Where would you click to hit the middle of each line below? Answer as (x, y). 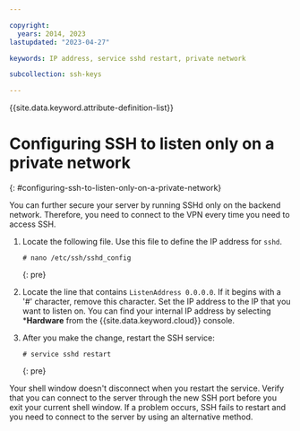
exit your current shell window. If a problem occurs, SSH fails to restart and (148, 408)
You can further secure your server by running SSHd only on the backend (145, 205)
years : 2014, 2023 (52, 34)
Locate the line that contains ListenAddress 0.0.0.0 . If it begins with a (152, 292)
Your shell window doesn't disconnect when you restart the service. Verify (147, 388)
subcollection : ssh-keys (56, 74)
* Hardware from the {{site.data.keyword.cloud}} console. (129, 321)
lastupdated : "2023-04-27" (60, 42)
